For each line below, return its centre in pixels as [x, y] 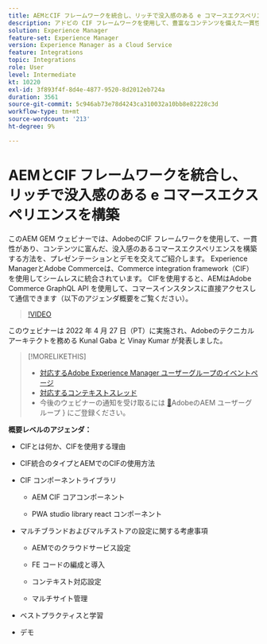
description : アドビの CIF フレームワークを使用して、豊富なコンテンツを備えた [126, 23]
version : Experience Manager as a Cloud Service [90, 45]
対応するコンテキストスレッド [88, 392]
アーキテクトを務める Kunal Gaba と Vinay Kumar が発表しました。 [118, 340]
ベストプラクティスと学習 [62, 615]
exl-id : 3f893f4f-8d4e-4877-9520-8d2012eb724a [87, 89]
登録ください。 [105, 412]
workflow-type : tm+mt [44, 112]
